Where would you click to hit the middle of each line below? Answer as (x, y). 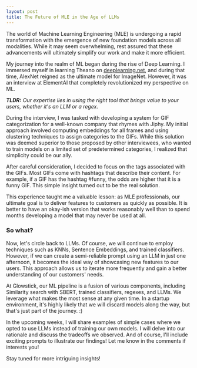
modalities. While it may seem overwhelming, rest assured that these (89, 46)
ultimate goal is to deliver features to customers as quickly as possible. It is (97, 202)
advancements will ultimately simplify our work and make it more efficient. (96, 52)
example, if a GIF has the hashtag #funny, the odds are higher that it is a (94, 179)
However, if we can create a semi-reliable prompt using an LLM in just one (96, 255)
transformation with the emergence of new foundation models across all (94, 40)
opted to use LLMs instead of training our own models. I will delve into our (96, 328)
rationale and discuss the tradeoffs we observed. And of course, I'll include (97, 335)
